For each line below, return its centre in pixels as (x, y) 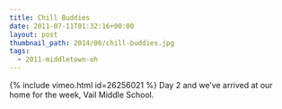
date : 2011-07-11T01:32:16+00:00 (72, 26)
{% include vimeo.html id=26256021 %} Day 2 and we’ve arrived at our (141, 85)
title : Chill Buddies (50, 18)
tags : (19, 51)
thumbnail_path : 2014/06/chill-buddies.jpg (92, 43)
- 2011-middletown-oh (58, 59)
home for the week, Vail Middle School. (82, 95)
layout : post (34, 34)
